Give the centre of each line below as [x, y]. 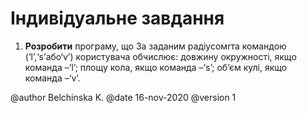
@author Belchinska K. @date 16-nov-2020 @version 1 [123, 97]
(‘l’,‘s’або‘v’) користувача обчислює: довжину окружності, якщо [160, 56]
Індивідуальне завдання [117, 18]
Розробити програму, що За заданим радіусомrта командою [155, 46]
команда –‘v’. [52, 78]
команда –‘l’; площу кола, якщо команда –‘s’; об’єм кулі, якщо [156, 67]
